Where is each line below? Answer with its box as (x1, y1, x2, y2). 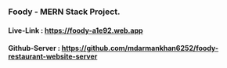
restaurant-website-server (8, 52, 98, 61)
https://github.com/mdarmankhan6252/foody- (61, 44, 219, 53)
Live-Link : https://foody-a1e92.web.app (8, 26, 143, 35)
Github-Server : (8, 44, 60, 53)
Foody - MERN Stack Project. (8, 6, 121, 17)
